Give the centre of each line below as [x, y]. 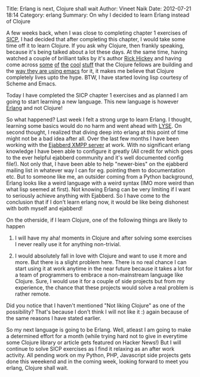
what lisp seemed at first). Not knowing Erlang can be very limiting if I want [99, 189]
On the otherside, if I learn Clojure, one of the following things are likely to [97, 220]
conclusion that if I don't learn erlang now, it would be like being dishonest [98, 202]
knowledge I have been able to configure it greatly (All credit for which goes [99, 151]
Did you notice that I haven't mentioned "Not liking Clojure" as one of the [96, 305]
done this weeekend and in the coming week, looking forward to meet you [97, 361]
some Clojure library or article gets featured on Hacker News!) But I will [94, 342]
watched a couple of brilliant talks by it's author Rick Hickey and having [94, 58]
